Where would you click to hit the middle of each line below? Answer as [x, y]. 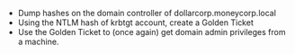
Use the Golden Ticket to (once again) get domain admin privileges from [152, 32]
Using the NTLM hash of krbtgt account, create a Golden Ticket [135, 22]
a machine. [38, 41]
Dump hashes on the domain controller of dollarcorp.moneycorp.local [147, 13]
